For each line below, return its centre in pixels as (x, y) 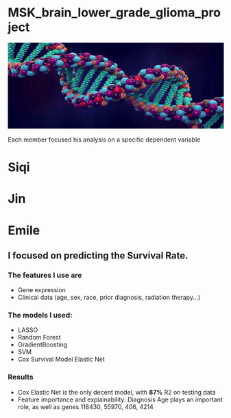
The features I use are (45, 275)
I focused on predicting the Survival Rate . (98, 255)
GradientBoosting (42, 344)
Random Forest (39, 338)
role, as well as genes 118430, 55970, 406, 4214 (85, 406)
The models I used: (40, 316)
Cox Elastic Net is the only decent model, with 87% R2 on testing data (117, 392)
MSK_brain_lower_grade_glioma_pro (114, 13)
